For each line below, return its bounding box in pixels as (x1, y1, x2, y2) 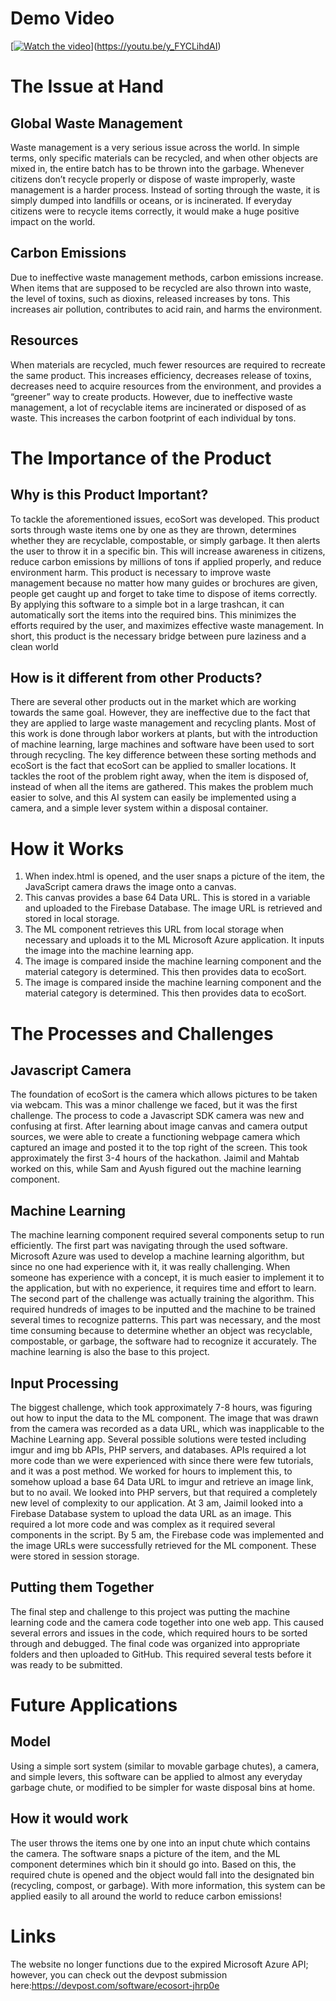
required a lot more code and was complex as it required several (10, 1518, 276, 1530)
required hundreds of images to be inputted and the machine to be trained (10, 1303, 316, 1316)
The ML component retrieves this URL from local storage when (24, 923, 285, 936)
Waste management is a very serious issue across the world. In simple (10, 141, 300, 153)
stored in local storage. (24, 913, 120, 925)
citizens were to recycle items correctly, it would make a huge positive (10, 205, 300, 217)
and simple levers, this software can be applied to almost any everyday (10, 1770, 303, 1782)
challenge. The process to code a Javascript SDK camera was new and (10, 1110, 305, 1122)
